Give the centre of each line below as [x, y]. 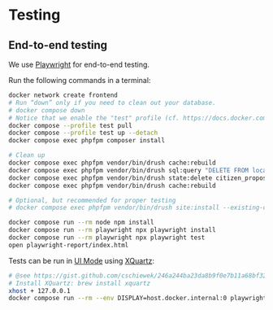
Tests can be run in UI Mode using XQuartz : [81, 260]
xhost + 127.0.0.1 [39, 290]
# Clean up [27, 155]
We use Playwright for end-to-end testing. [79, 64]
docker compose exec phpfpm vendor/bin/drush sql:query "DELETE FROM [129, 170]
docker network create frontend [63, 95]
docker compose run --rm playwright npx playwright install [113, 230]
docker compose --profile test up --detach [83, 133]
